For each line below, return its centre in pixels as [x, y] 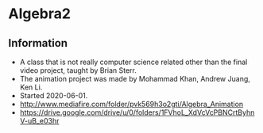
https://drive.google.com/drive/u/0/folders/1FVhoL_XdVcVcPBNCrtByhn [137, 112]
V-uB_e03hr [39, 121]
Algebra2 [40, 14]
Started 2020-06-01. [54, 95]
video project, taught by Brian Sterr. [78, 70]
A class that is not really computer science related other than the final [133, 62]
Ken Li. [31, 87]
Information [38, 43]
